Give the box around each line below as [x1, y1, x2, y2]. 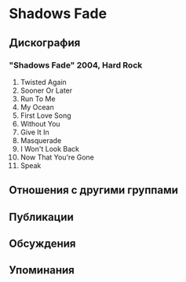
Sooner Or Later [20, 86, 73, 95]
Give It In [20, 127, 49, 137]
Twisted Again [20, 77, 67, 86]
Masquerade [20, 135, 62, 145]
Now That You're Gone [20, 152, 95, 162]
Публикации [9, 210, 74, 224]
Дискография [9, 36, 81, 49]
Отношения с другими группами [9, 184, 179, 197]
